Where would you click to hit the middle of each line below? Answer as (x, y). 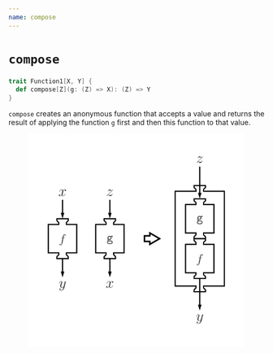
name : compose (32, 17)
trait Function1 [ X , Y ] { (50, 81)
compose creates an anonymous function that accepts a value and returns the (136, 114)
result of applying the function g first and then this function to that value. (130, 123)
